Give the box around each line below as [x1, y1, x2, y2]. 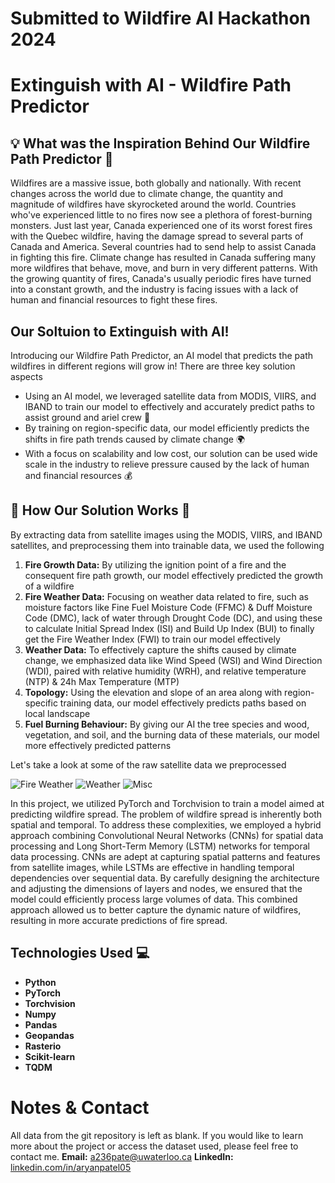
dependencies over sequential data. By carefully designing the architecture [10, 872, 320, 884]
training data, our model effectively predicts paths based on [59, 697, 307, 709]
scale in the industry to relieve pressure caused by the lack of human [24, 458, 310, 470]
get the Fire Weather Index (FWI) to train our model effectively [24, 633, 281, 645]
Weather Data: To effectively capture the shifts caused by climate [24, 643, 297, 656]
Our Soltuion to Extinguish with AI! [10, 323, 230, 340]
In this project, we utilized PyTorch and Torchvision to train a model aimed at [10, 797, 325, 809]
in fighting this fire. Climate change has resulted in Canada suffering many [10, 252, 317, 264]
